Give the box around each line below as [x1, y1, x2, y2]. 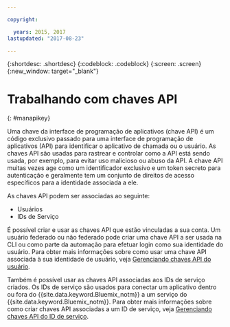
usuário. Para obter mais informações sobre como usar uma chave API [7, 248, 207, 256]
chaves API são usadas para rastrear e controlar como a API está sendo [7, 149, 211, 158]
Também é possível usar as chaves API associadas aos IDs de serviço [7, 276, 205, 284]
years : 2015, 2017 [13, 28, 67, 35]
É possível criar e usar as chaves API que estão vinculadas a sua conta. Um [7, 226, 221, 234]
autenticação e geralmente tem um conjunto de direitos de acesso [7, 171, 194, 180]
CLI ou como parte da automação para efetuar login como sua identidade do [7, 240, 224, 249]
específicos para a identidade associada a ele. [7, 178, 139, 187]
